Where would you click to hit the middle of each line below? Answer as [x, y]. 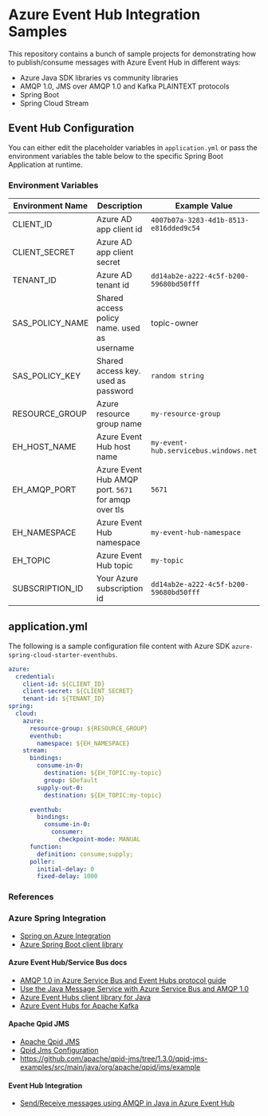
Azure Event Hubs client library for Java [85, 997]
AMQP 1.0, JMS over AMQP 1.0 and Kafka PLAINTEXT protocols [124, 86]
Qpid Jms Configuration [59, 1050]
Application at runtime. [45, 164]
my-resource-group [186, 414]
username [115, 348]
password [115, 391]
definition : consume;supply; [85, 854]
